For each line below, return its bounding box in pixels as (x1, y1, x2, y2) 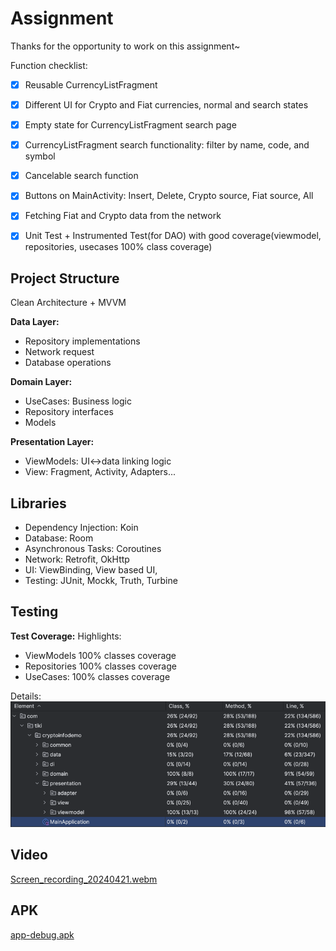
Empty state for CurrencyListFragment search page (24, 119, 237, 131)
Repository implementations (24, 335, 141, 347)
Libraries (10, 495, 67, 512)
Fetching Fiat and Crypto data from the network (24, 210, 222, 222)
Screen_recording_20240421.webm (10, 873, 158, 885)
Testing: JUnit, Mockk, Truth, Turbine (24, 575, 178, 587)
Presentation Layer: (10, 436, 95, 448)
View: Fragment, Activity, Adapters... (24, 466, 176, 478)
